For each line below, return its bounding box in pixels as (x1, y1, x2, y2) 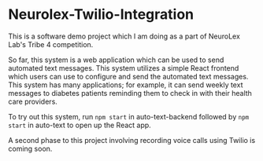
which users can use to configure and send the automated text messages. (8, 71, 249, 81)
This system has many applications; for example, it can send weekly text (8, 80, 243, 90)
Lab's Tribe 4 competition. (8, 39, 94, 49)
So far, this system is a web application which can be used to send (8, 55, 224, 64)
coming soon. (8, 144, 53, 153)
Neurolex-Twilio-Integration (8, 5, 194, 24)
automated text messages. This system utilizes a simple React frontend (8, 63, 239, 72)
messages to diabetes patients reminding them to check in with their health (8, 88, 252, 97)
